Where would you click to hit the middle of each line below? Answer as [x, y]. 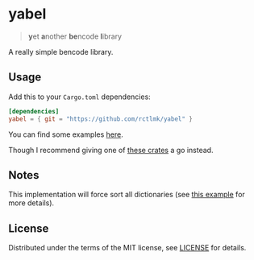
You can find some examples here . [66, 134]
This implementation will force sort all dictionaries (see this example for [127, 195]
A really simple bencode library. [61, 52]
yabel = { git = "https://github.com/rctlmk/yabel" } [101, 119]
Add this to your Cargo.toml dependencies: [79, 97]
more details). [31, 203]
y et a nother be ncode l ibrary [75, 36]
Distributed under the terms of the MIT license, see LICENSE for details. [127, 248]
